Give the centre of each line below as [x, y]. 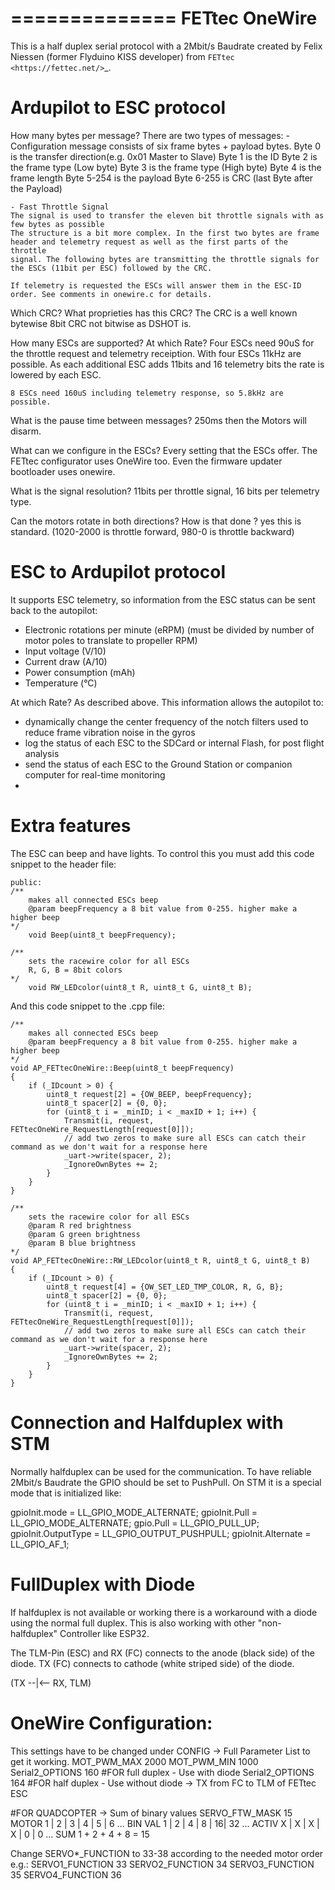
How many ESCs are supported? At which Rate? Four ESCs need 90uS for [162, 343]
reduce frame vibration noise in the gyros [110, 732]
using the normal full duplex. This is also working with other [133, 1623]
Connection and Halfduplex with [147, 1422]
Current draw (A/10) [66, 661]
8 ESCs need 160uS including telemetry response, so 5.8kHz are [147, 393]
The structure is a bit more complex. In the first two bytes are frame [165, 233]
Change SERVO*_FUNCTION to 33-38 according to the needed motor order [167, 1853]
